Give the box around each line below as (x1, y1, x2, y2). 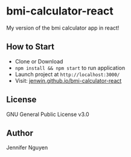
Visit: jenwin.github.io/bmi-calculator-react (14, 77, 122, 84)
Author (6, 128, 33, 138)
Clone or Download (14, 57, 63, 65)
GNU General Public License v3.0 (6, 111, 89, 118)
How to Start (6, 42, 54, 52)
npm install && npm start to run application (14, 64, 126, 71)
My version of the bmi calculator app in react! (6, 24, 120, 31)
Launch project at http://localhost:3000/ (14, 71, 120, 78)
